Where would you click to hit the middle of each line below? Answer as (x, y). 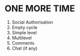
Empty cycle (25, 27)
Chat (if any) (25, 48)
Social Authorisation (32, 22)
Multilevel (22, 38)
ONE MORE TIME (40, 9)
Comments (23, 43)
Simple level (24, 32)
